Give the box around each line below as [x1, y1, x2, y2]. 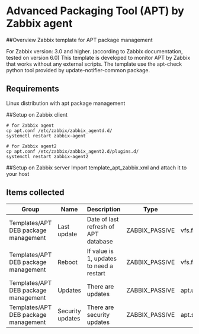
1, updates [86, 254, 117, 262]
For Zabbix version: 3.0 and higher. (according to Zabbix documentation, [6, 47, 183, 54]
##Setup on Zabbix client [6, 111, 68, 118]
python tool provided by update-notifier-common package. [6, 66, 150, 73]
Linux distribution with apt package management [6, 99, 126, 107]
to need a [86, 262, 114, 270]
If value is [86, 247, 114, 255]
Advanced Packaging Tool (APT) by [6, 4, 185, 18]
